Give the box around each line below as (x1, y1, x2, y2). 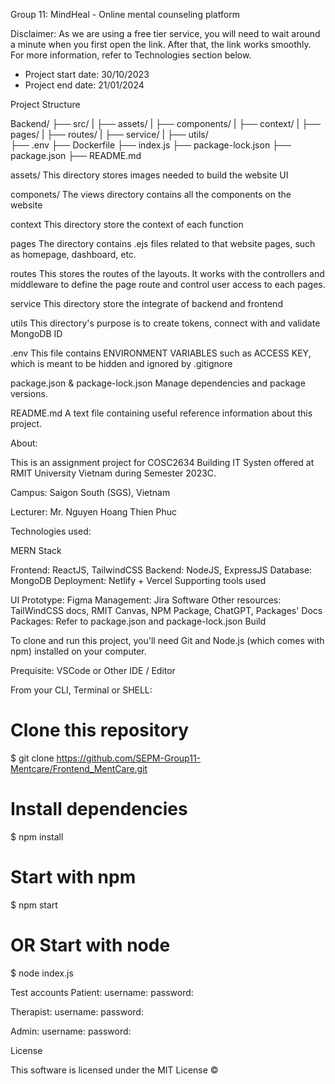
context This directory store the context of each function (10, 219, 244, 230)
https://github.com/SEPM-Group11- (56, 752, 202, 764)
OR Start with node (10, 934, 171, 956)
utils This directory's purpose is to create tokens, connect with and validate (10, 317, 321, 329)
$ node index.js (10, 967, 74, 979)
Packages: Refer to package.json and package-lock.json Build (10, 615, 267, 627)
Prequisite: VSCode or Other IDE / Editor (10, 665, 176, 676)
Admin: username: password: (10, 1025, 132, 1037)
